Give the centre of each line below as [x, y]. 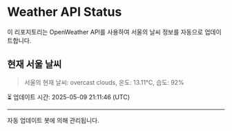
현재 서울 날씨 [35, 64]
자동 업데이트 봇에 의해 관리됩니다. [53, 120]
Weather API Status [65, 12]
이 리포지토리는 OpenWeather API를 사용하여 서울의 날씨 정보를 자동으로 [105, 32]
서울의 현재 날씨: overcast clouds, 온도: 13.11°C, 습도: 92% [104, 82]
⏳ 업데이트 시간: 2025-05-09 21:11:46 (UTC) [68, 97]
